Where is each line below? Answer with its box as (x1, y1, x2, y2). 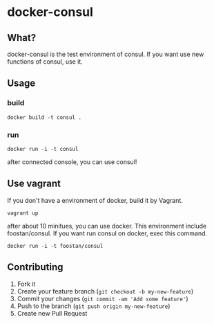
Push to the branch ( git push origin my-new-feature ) (17, 302, 171, 310)
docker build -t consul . (7, 114, 81, 121)
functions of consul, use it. (7, 57, 83, 66)
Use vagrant (7, 178, 61, 190)
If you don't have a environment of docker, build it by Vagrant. (7, 196, 183, 204)
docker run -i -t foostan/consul (7, 242, 104, 249)
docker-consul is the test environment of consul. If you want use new (7, 50, 204, 58)
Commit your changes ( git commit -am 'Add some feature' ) (17, 294, 188, 303)
